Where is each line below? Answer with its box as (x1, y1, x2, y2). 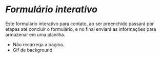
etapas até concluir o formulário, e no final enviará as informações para (5, 26, 156, 32)
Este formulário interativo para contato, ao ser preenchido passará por (5, 21, 154, 27)
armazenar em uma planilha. (5, 31, 66, 37)
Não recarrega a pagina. (12, 41, 65, 47)
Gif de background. (12, 47, 54, 53)
